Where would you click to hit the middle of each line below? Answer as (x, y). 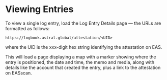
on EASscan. (19, 73)
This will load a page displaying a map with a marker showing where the (81, 57)
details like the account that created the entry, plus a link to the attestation (83, 67)
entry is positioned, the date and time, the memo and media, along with (80, 62)
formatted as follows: (27, 28)
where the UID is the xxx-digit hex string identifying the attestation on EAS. (84, 47)
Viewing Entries (39, 9)
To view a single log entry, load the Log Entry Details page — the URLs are (83, 23)
